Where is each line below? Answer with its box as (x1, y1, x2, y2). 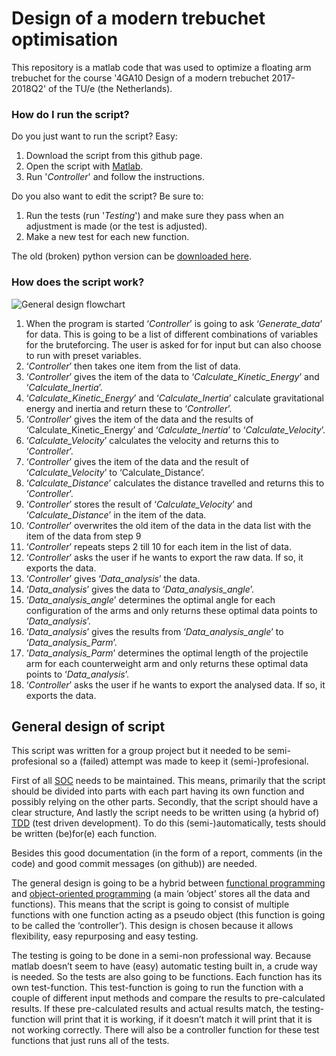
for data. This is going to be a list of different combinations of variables (25, 328, 319, 340)
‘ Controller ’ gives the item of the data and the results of (25, 413, 254, 425)
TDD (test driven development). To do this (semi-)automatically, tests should (11, 817, 326, 829)
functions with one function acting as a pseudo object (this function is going (11, 909, 326, 921)
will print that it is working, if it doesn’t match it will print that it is (47, 1013, 313, 1026)
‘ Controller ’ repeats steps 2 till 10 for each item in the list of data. (25, 540, 293, 552)
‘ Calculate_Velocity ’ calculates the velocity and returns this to (25, 434, 279, 446)
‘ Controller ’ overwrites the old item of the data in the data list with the (25, 519, 312, 531)
